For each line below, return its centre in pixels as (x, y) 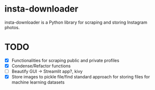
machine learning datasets (38, 82)
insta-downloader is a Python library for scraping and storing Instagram (76, 22)
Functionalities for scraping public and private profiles (65, 60)
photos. (12, 27)
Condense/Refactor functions (41, 66)
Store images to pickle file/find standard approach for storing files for (81, 77)
